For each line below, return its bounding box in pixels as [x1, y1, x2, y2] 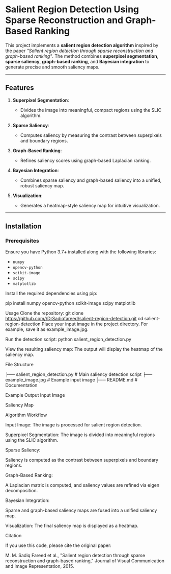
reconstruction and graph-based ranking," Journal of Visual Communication [5, 558, 164, 564]
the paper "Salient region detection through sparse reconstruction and [5, 47, 154, 54]
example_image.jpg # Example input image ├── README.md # [5, 377, 138, 383]
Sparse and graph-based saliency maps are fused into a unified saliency [5, 507, 157, 514]
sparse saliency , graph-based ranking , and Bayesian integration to [5, 58, 150, 64]
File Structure [5, 362, 34, 368]
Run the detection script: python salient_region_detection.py [5, 336, 131, 343]
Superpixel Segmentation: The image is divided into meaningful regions [5, 432, 155, 438]
